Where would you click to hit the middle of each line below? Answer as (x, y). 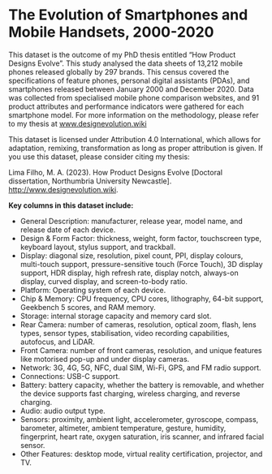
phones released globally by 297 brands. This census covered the (119, 71)
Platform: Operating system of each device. (93, 290)
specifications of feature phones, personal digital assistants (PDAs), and (129, 80)
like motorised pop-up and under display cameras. (105, 359)
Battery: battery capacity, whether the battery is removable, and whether (142, 385)
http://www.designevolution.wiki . (64, 189)
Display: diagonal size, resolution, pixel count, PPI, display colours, (132, 255)
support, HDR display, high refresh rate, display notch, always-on (129, 273)
